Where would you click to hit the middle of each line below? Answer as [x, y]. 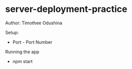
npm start [22, 61]
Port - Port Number [32, 42]
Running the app [22, 52]
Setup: [12, 32]
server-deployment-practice [66, 9]
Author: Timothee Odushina [34, 23]
